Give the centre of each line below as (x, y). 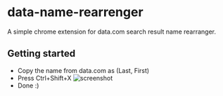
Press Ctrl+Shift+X (44, 78)
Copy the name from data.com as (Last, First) (83, 70)
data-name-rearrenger (75, 12)
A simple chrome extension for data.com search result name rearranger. (112, 32)
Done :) (28, 85)
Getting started (42, 54)
